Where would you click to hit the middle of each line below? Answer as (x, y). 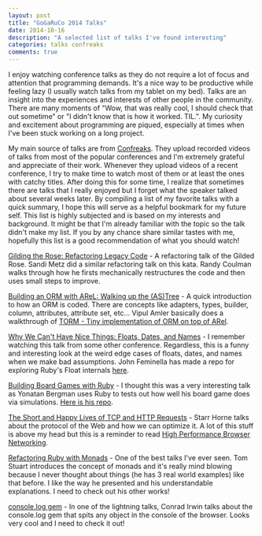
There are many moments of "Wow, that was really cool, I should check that (131, 108)
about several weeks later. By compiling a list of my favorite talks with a (124, 199)
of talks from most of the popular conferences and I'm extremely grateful (127, 157)
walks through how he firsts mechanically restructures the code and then (127, 272)
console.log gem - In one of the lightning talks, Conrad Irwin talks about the (131, 506)
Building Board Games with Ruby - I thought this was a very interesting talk (129, 385)
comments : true (33, 52)
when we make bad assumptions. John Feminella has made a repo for (121, 362)
